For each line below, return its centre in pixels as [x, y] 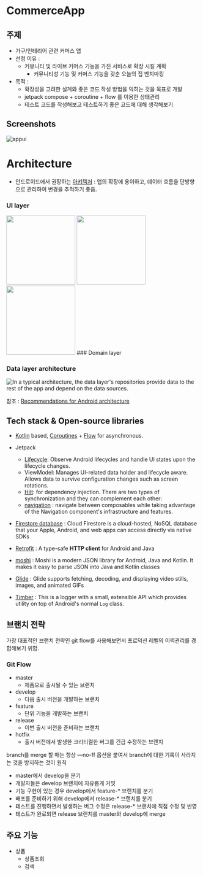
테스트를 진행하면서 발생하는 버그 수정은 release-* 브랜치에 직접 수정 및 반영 [106, 806]
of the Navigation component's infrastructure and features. [98, 512]
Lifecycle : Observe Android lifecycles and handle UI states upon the [110, 459]
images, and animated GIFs [50, 585]
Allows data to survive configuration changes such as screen [101, 479]
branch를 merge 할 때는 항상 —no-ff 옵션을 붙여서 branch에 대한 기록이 [93, 755]
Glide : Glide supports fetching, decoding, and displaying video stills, [102, 579]
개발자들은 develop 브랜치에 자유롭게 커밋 [65, 783]
